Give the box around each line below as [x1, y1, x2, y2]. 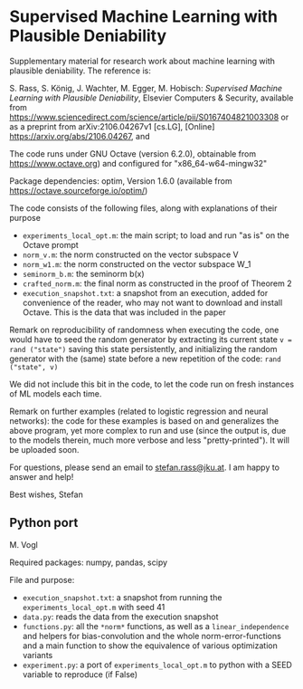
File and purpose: [9, 574, 75, 585]
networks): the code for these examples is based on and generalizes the [9, 415, 279, 426]
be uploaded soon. [9, 444, 80, 455]
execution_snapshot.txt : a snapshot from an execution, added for [22, 287, 269, 298]
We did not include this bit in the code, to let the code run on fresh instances [9, 378, 295, 389]
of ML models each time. [9, 388, 102, 399]
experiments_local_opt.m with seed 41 [22, 601, 166, 612]
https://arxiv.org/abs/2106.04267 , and [9, 130, 151, 141]
